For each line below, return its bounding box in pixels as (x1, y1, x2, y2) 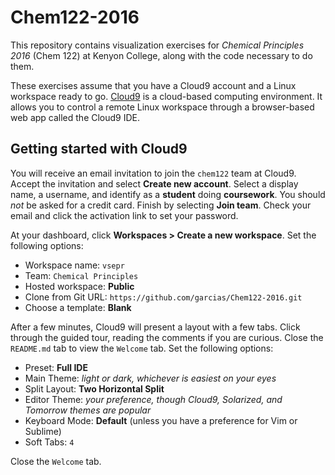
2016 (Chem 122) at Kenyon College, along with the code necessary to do (10, 49, 313, 61)
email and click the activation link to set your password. (10, 209, 239, 221)
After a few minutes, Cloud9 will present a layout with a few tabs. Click (10, 321, 301, 333)
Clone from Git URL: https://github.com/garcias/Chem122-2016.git (24, 291, 303, 303)
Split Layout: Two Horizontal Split (24, 382, 165, 395)
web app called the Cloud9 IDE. (10, 111, 141, 123)
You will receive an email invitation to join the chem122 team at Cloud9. (10, 167, 297, 179)
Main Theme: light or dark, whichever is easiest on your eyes (24, 372, 277, 384)
